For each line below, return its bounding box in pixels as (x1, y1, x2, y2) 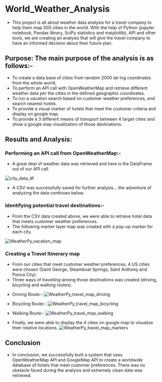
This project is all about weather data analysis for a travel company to (12, 19, 152, 25)
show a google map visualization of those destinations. (12, 121, 123, 127)
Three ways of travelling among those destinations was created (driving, (12, 277, 158, 283)
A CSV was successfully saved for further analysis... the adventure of (12, 185, 152, 191)
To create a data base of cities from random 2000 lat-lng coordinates (12, 74, 151, 81)
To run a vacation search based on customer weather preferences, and (12, 95, 155, 101)
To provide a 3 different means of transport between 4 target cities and (12, 116, 155, 122)
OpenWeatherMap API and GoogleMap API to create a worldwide (12, 357, 143, 363)
